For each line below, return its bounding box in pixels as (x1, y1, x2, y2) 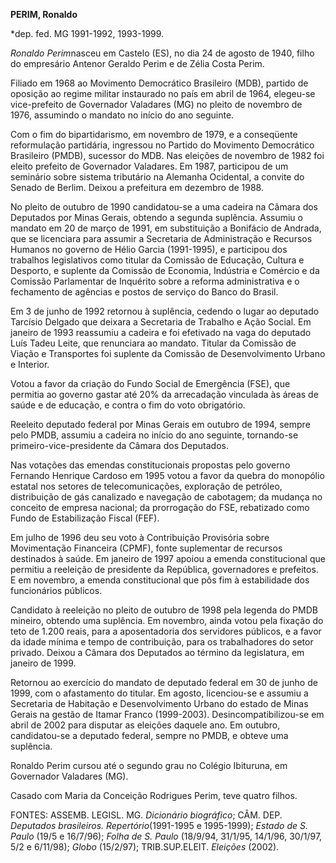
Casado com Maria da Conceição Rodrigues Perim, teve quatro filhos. (10, 790, 298, 801)
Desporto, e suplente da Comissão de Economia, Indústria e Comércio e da (10, 265, 320, 276)
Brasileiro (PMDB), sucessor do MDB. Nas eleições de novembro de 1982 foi (10, 150, 325, 161)
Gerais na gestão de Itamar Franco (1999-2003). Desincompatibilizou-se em (10, 709, 325, 720)
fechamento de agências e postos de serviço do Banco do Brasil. (10, 286, 279, 298)
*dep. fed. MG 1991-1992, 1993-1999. (10, 28, 165, 39)
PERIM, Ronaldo (10, 9, 78, 20)
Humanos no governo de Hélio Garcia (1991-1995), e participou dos (10, 244, 288, 255)
